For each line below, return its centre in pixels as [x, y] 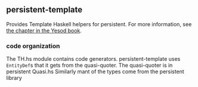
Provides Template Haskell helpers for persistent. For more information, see [99, 24]
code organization [33, 46]
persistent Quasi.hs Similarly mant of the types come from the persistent [95, 72]
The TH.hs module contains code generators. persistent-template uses [93, 59]
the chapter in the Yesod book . [44, 30]
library [14, 78]
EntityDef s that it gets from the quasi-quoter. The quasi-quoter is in [89, 66]
